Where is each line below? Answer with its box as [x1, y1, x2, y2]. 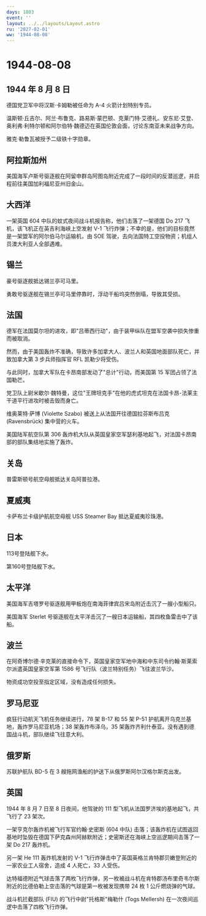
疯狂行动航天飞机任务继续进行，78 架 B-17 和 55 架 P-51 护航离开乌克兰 [6, 716, 186, 723]
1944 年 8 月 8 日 [6, 84, 71, 94]
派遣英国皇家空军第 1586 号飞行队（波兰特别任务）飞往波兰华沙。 [11, 665, 178, 673]
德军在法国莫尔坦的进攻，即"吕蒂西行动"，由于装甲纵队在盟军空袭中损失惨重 [6, 327, 200, 335]
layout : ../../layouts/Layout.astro [6, 20, 100, 26]
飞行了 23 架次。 [6, 812, 49, 820]
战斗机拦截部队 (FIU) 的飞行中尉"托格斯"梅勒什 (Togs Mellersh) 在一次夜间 [6, 895, 193, 903]
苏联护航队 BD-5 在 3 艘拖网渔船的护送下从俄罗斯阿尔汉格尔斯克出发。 [6, 768, 185, 776]
